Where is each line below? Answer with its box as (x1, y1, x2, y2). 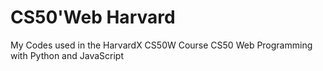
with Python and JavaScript (10, 49, 125, 61)
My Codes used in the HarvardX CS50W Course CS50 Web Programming (10, 39, 313, 51)
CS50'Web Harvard (10, 6, 176, 29)
